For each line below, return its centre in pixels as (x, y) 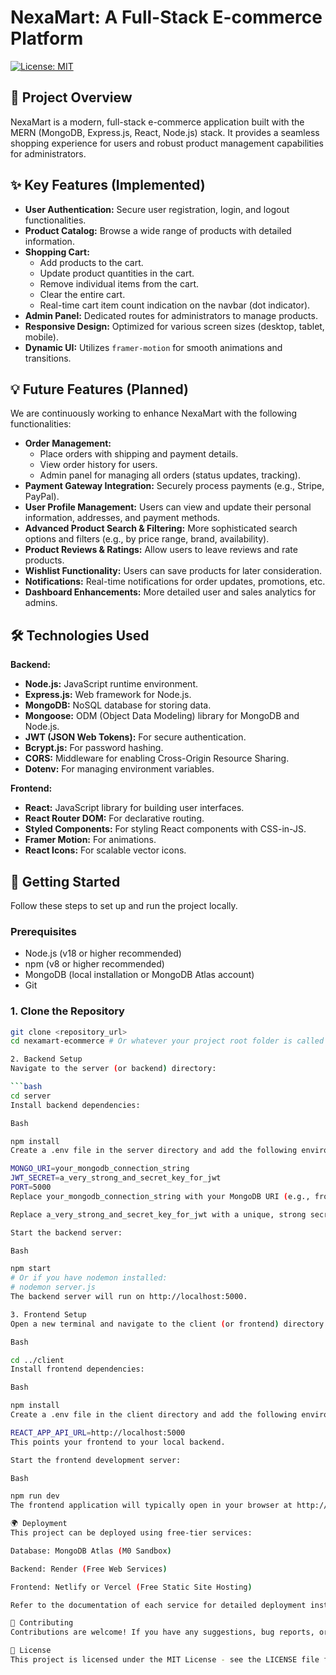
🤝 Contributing (42, 1623)
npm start (31, 1269)
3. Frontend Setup (48, 1314)
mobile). (41, 337)
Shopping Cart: (57, 252)
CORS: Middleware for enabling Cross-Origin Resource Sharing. (157, 758)
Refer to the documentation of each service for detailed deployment (158, 1605)
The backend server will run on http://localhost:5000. (129, 1297)
